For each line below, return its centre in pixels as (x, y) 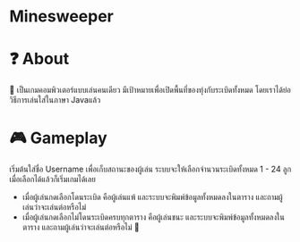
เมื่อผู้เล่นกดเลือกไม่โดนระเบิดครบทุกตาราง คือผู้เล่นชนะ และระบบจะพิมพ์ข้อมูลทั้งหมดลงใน (153, 217)
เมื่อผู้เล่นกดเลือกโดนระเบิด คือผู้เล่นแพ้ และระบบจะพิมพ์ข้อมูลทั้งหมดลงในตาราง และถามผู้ (153, 197)
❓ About (39, 59)
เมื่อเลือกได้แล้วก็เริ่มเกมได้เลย (52, 179)
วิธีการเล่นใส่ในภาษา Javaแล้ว (55, 100)
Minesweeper (61, 17)
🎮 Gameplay (58, 138)
